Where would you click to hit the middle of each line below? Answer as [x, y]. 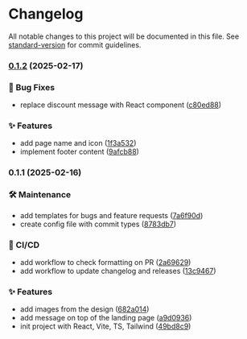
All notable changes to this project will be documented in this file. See [124, 36]
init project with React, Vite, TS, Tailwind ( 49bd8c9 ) [105, 326]
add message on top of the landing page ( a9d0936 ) [106, 318]
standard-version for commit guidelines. [75, 44]
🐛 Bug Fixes [31, 87]
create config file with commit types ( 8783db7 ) [98, 224]
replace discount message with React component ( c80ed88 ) [121, 105]
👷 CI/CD [24, 245]
